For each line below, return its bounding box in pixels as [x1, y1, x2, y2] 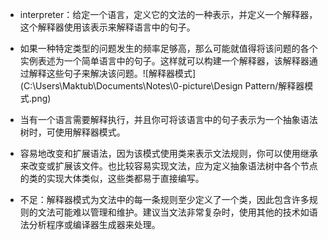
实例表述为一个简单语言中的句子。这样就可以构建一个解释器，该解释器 [19, 55, 310, 67]
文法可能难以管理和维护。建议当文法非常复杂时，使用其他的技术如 [37, 206, 310, 218]
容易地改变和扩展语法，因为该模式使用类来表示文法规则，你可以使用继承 [19, 148, 318, 159]
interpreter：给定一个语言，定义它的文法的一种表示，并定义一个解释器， [19, 9, 318, 20]
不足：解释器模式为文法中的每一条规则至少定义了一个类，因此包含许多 [19, 194, 310, 205]
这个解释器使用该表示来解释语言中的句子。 [19, 21, 196, 33]
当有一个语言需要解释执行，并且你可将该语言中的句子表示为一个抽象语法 [19, 114, 318, 125]
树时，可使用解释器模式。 [19, 126, 126, 138]
